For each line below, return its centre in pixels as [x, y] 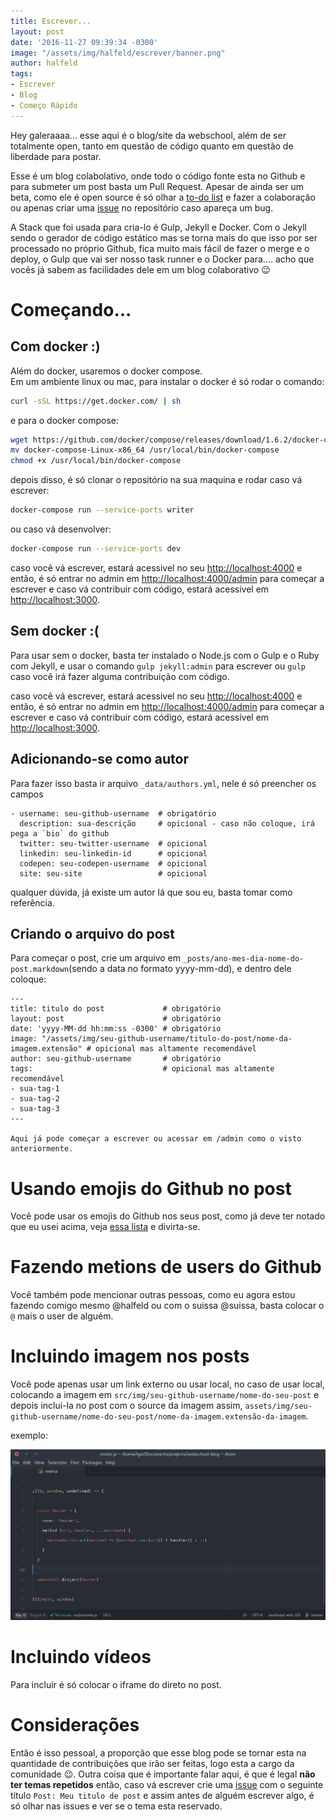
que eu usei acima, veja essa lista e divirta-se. [105, 1227]
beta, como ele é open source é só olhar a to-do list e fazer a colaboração [163, 197]
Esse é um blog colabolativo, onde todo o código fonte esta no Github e [158, 176]
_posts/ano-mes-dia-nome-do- [243, 959]
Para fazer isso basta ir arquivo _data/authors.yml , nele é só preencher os [163, 783]
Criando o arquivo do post [93, 933]
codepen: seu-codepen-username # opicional [113, 863]
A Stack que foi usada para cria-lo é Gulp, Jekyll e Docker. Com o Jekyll [158, 227]
